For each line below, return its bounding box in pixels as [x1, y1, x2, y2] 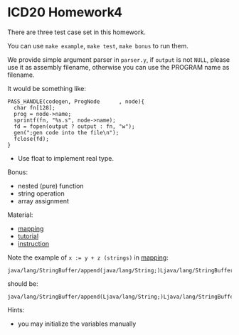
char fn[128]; [14, 104, 55, 111]
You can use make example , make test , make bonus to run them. [7, 41, 188, 50]
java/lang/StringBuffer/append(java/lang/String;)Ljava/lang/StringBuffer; [7, 267, 237, 274]
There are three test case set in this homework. [7, 28, 146, 36]
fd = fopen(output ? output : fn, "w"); [14, 122, 135, 130]
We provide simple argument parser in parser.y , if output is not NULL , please [7, 55, 230, 64]
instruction [17, 239, 50, 248]
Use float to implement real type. [17, 154, 114, 162]
